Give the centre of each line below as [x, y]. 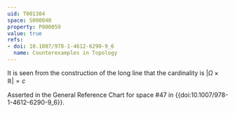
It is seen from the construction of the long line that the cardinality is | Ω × [113, 73]
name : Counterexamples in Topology [66, 53]
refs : [15, 40]
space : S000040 [29, 20]
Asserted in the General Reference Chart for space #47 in [90, 95]
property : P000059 [34, 27]
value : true [25, 33]
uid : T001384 [26, 14]
